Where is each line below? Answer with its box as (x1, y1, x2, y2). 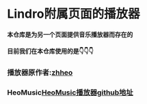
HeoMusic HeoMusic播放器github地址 (7, 88, 133, 97)
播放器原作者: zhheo (7, 68, 73, 77)
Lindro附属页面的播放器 (7, 6, 140, 22)
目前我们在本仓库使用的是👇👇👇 (7, 47, 94, 55)
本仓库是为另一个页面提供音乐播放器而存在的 (7, 30, 133, 38)
